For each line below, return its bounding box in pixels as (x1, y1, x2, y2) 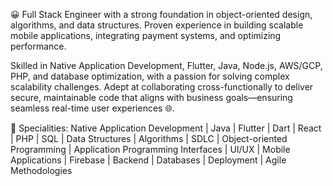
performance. (10, 40, 67, 52)
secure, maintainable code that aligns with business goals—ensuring (10, 92, 293, 103)
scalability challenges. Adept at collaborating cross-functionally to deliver (10, 81, 314, 93)
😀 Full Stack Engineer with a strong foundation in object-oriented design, (10, 9, 313, 20)
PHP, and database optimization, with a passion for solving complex (10, 70, 290, 82)
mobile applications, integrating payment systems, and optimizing (10, 30, 282, 41)
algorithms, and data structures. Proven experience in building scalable (10, 19, 304, 31)
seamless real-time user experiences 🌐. (10, 102, 175, 114)
